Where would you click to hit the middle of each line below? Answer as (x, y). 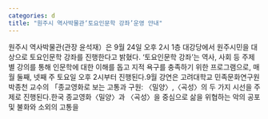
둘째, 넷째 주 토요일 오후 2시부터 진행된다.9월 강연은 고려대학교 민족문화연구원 (138, 77)
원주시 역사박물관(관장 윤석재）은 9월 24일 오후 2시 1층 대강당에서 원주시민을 (129, 47)
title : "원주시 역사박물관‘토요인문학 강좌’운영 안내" (86, 23)
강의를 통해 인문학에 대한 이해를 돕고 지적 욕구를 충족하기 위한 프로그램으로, (134, 67)
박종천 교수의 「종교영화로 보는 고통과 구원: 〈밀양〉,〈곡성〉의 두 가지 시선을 (130, 87)
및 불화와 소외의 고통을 (44, 107)
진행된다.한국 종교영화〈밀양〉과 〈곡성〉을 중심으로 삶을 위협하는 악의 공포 (142, 97)
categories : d (32, 16)
